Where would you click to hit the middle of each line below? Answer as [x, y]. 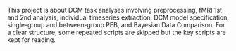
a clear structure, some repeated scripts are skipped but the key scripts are [117, 32]
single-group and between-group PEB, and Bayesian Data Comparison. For [116, 25]
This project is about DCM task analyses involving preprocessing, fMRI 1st [115, 10]
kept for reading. [32, 40]
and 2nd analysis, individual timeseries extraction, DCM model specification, [118, 17]
